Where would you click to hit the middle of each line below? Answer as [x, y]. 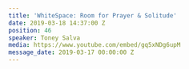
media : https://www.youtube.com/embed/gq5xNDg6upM [94, 45]
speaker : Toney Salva [44, 38]
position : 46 [30, 30]
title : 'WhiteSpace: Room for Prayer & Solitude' [93, 15]
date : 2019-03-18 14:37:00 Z [57, 23]
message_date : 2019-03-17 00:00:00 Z [71, 52]
